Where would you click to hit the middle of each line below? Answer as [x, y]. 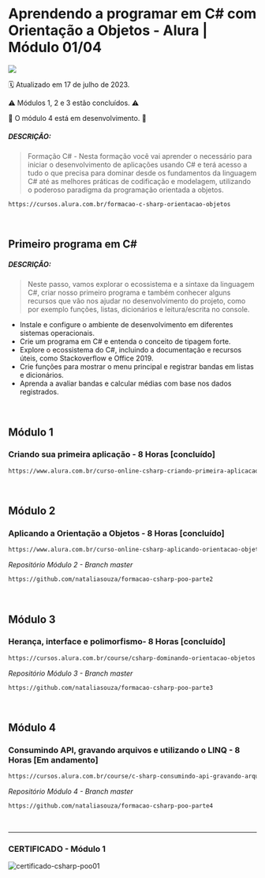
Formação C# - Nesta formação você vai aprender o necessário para [140, 156]
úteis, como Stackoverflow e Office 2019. [86, 358]
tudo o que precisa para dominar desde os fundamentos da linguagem [142, 173]
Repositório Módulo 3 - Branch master [71, 673]
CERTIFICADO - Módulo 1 [57, 849]
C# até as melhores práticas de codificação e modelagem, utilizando [139, 181]
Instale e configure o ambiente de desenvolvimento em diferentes [126, 325]
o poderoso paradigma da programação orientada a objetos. [125, 190]
